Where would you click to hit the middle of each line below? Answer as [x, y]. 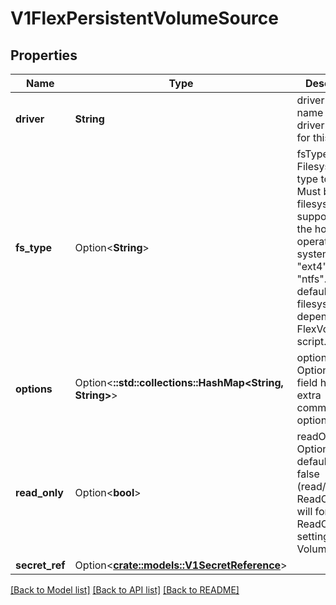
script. [311, 341]
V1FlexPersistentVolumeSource [144, 18]
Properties [44, 55]
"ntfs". [312, 279]
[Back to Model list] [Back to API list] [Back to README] [125, 590]
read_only [39, 492]
